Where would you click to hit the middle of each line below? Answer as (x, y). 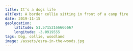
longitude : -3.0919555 (37, 32)
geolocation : (18, 23)
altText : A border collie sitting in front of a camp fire (67, 14)
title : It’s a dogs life (30, 9)
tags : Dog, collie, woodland (35, 37)
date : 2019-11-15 (23, 18)
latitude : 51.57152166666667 (44, 28)
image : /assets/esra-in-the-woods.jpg (45, 41)
